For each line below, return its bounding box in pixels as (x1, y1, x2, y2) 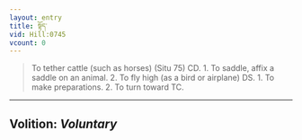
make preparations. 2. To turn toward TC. (31, 82, 184, 92)
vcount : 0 (9, 38, 47, 48)
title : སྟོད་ (9, 22, 48, 31)
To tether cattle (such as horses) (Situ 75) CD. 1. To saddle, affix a (31, 63, 275, 74)
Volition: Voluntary (9, 116, 118, 131)
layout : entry (9, 13, 63, 22)
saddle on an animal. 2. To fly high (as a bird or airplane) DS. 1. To (31, 73, 275, 83)
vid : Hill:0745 (9, 30, 67, 39)
